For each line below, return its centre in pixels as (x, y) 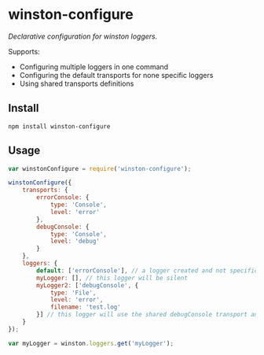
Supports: (24, 51)
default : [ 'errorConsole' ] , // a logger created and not (131, 270)
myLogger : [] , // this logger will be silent (112, 278)
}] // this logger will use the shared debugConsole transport (142, 315)
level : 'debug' (75, 242)
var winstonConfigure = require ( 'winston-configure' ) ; (100, 168)
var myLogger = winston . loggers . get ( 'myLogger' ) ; (91, 343)
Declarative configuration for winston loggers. (83, 36)
